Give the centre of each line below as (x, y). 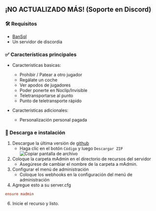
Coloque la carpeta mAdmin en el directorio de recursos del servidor (81, 159)
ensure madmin (20, 194)
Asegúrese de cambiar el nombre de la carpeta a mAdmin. (78, 164)
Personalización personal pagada (53, 120)
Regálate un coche (39, 80)
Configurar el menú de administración (51, 169)
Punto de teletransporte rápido (51, 101)
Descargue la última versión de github (51, 143)
